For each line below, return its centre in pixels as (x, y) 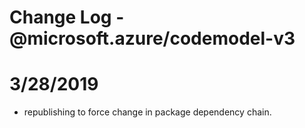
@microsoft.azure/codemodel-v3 (152, 38)
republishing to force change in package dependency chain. (147, 112)
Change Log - (67, 17)
